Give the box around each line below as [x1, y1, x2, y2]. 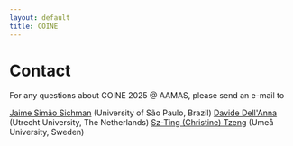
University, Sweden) [9, 127, 85, 138]
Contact [9, 60, 71, 81]
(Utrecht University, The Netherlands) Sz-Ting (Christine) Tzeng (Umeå [9, 117, 274, 128]
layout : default [9, 13, 70, 23]
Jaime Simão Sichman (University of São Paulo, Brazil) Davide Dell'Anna [9, 107, 278, 118]
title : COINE [9, 22, 59, 31]
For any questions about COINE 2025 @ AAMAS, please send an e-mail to [9, 90, 285, 101]
